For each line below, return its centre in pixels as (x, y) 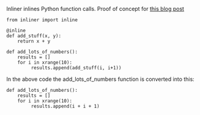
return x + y (34, 41)
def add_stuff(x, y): (34, 36)
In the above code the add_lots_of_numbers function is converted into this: (100, 79)
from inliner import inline (42, 20)
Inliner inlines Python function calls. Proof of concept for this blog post (95, 9)
